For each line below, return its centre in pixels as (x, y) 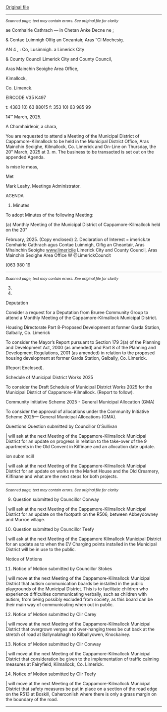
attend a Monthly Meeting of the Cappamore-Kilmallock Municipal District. (82, 318)
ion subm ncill (20, 456)
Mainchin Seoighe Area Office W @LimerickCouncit (58, 255)
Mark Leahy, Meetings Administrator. (43, 186)
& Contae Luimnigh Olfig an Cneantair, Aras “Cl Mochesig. (65, 40)
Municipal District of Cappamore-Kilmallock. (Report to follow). (70, 392)
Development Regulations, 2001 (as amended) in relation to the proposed (80, 353)
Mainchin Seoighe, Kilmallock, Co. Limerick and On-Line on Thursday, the (81, 147)
